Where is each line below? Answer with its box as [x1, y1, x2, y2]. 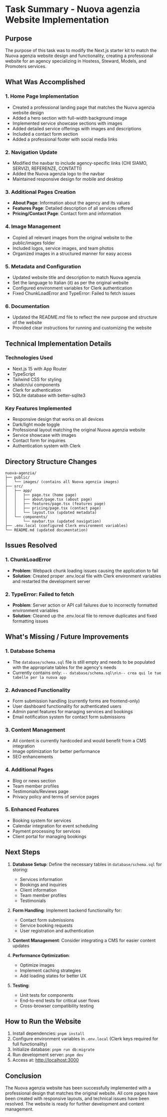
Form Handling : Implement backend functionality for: [12, 907, 122, 913]
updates [12, 943, 30, 949]
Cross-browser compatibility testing [19, 1003, 94, 1009]
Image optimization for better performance [12, 748, 101, 754]
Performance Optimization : [12, 952, 70, 958]
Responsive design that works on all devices [12, 416, 104, 422]
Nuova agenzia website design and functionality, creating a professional [5, 53, 154, 59]
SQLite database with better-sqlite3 [12, 392, 86, 398]
